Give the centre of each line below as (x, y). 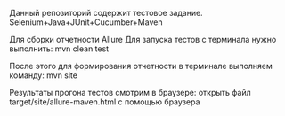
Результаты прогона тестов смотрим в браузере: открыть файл (130, 93)
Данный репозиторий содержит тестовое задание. (106, 13)
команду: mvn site (44, 75)
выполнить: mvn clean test (59, 49)
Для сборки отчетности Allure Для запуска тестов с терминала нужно (143, 39)
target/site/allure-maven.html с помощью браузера (105, 102)
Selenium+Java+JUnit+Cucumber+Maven (86, 22)
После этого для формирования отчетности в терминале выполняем (141, 66)
